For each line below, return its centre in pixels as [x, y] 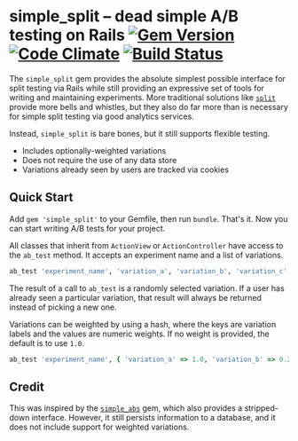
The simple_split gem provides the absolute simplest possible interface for [148, 78]
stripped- [262, 408]
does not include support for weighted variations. [99, 427]
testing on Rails [67, 35]
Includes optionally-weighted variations [94, 150]
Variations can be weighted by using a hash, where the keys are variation [143, 324]
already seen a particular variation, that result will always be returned [135, 297]
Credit [27, 386]
